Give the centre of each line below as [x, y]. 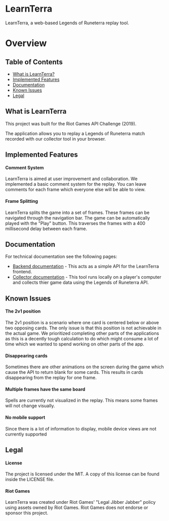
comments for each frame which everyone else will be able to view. [75, 190]
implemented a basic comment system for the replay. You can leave [76, 184]
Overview [26, 43]
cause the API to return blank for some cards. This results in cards [74, 372]
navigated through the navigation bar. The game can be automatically [78, 218]
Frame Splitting [22, 201]
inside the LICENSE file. [30, 480]
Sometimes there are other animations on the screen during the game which [85, 367]
